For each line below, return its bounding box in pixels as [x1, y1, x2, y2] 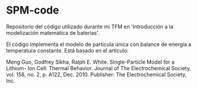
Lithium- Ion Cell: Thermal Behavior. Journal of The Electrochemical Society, [6, 64, 191, 71]
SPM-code [6, 4, 59, 17]
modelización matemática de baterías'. [6, 29, 100, 36]
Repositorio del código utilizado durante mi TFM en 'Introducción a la [6, 23, 173, 30]
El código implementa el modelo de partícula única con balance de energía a [6, 41, 192, 48]
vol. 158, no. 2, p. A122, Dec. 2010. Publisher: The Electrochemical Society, [6, 71, 187, 78]
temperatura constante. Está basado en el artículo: [6, 47, 129, 54]
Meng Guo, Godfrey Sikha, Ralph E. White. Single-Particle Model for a [6, 58, 175, 65]
